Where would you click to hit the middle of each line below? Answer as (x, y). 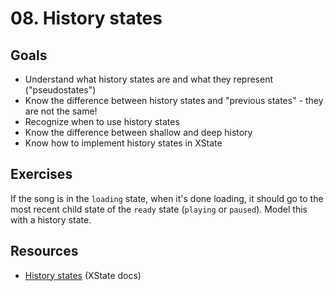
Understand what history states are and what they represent (148, 79)
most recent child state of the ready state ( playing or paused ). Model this (159, 209)
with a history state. (51, 219)
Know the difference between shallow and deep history (138, 132)
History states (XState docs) (83, 275)
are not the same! (61, 111)
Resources (44, 251)
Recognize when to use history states (102, 121)
